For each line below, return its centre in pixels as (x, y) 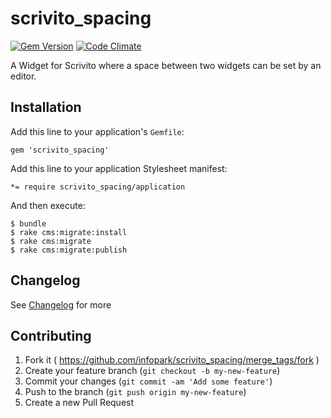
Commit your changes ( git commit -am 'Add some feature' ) (148, 381)
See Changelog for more (61, 304)
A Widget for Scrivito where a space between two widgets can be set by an (166, 65)
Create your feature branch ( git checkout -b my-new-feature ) (152, 371)
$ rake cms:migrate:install (69, 232)
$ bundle (28, 223)
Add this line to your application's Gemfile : (97, 131)
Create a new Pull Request (79, 403)
